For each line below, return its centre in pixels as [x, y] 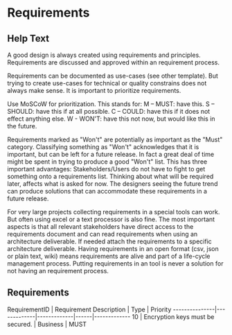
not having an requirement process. [58, 271]
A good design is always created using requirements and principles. [104, 55]
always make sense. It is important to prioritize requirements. [94, 91]
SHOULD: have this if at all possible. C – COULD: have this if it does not [109, 111]
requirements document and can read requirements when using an [102, 234]
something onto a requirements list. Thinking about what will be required [110, 176]
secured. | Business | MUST [47, 324]
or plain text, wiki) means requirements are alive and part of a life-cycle [109, 256]
